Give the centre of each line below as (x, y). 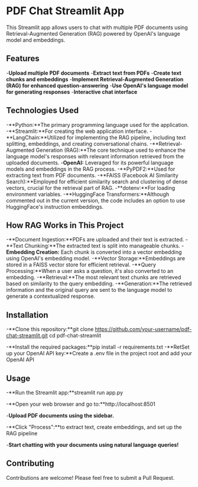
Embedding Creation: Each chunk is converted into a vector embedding (94, 252)
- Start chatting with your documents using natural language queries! (92, 445)
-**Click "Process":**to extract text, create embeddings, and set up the (94, 427)
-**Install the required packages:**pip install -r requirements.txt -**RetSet (98, 347)
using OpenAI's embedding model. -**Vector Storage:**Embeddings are (95, 259)
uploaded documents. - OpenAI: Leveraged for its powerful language (90, 163)
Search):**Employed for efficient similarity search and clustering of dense (97, 182)
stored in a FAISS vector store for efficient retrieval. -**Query (81, 265)
